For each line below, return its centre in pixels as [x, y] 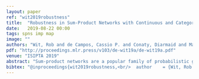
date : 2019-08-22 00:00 [38, 28]
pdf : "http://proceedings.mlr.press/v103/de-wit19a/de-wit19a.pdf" [91, 50]
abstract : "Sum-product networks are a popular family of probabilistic [98, 61]
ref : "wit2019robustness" [38, 17]
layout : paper [24, 12]
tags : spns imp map [30, 34]
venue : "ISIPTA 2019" [33, 56]
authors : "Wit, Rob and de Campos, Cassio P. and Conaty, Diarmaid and [96, 45]
